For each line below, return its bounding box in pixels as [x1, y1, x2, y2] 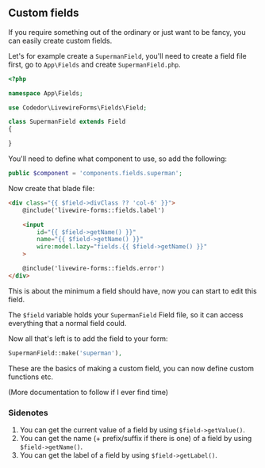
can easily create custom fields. [8, 36, 113, 45]
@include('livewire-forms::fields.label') [22, 206, 165, 214]
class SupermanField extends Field [8, 118, 126, 126]
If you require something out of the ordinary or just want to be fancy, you [8, 27, 246, 36]
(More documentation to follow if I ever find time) [8, 387, 169, 397]
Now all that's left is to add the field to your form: [8, 333, 168, 343]
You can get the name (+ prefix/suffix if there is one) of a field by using [19, 433, 252, 443]
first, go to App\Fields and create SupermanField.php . [8, 59, 181, 69]
